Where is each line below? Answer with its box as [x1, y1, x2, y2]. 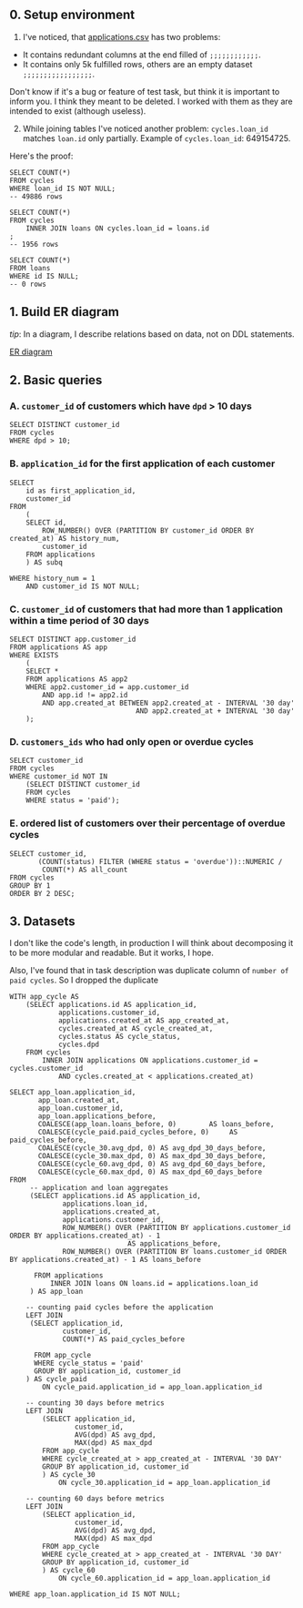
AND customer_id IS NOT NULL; [25, 582, 141, 591]
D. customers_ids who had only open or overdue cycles [9, 735, 255, 748]
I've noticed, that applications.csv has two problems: [22, 31, 221, 42]
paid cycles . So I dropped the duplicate [9, 974, 159, 986]
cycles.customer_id [9, 1064, 84, 1074]
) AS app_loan [29, 1287, 84, 1297]
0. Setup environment [9, 7, 136, 23]
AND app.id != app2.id [42, 690, 128, 699]
